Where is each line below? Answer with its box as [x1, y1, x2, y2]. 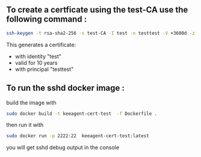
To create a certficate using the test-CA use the [6, 5, 188, 15]
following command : [6, 14, 87, 25]
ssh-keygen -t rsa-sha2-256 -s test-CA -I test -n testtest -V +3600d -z [6, 30, 196, 36]
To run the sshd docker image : [6, 83, 125, 93]
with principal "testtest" [14, 66, 74, 73]
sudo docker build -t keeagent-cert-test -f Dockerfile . [6, 111, 158, 117]
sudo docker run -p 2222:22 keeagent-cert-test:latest [6, 133, 149, 139]
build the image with [6, 99, 57, 106]
